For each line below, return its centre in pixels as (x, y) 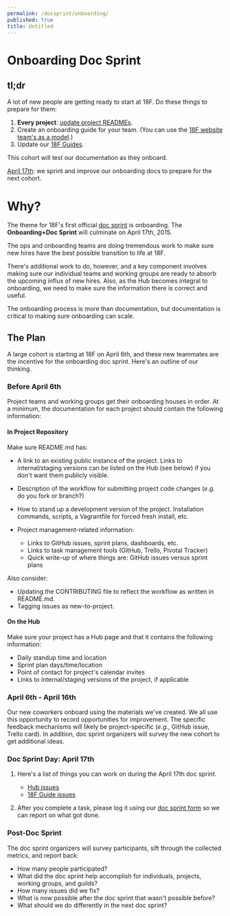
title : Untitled (30, 26)
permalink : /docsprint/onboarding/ (58, 13)
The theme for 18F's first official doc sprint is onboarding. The (95, 225)
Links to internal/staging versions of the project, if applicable (103, 679)
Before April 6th (34, 387)
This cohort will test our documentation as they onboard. (88, 158)
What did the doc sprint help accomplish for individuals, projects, (109, 875)
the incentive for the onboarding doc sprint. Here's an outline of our (103, 362)
